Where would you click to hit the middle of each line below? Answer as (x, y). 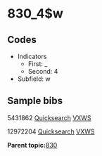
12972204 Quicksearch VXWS (51, 131)
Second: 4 (43, 71)
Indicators (32, 56)
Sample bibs (35, 101)
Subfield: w (34, 79)
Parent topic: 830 (32, 145)
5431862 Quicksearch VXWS (49, 117)
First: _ (38, 64)
